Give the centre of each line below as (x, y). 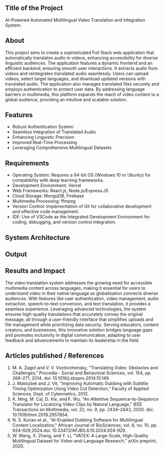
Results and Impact (35, 271)
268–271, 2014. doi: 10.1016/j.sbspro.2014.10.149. (61, 378)
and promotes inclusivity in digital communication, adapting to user (73, 335)
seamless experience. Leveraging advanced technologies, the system (76, 309)
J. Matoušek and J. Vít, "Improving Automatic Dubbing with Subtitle (80, 383)
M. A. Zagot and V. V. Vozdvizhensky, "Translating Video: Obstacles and (85, 367)
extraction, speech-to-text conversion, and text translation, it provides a (78, 303)
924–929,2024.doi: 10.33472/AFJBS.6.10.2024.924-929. (69, 430)
